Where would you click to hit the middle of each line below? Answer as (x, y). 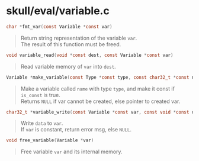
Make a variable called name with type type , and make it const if (97, 88)
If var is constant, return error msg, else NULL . (76, 130)
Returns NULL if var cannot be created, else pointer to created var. (100, 101)
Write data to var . (42, 123)
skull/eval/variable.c (58, 11)
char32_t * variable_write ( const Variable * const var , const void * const (98, 112)
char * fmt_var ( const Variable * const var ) (59, 27)
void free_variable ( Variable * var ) (50, 140)
